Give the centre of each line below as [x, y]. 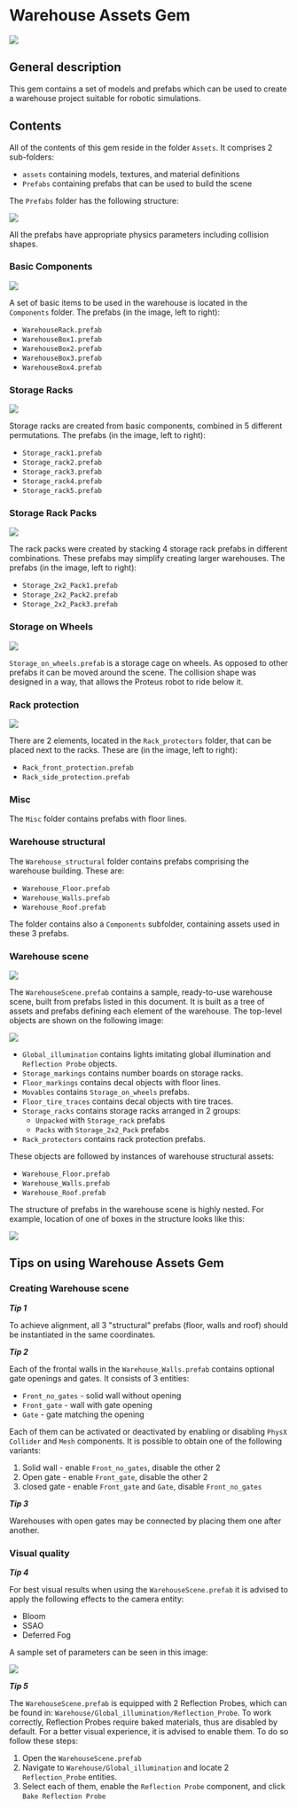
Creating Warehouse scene [69, 1288]
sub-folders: [32, 157]
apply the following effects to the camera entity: [97, 1599]
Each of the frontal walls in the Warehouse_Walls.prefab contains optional [142, 1369]
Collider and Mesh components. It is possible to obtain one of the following [145, 1441]
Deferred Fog [46, 1635]
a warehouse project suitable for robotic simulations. [105, 98]
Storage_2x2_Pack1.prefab [70, 586]
